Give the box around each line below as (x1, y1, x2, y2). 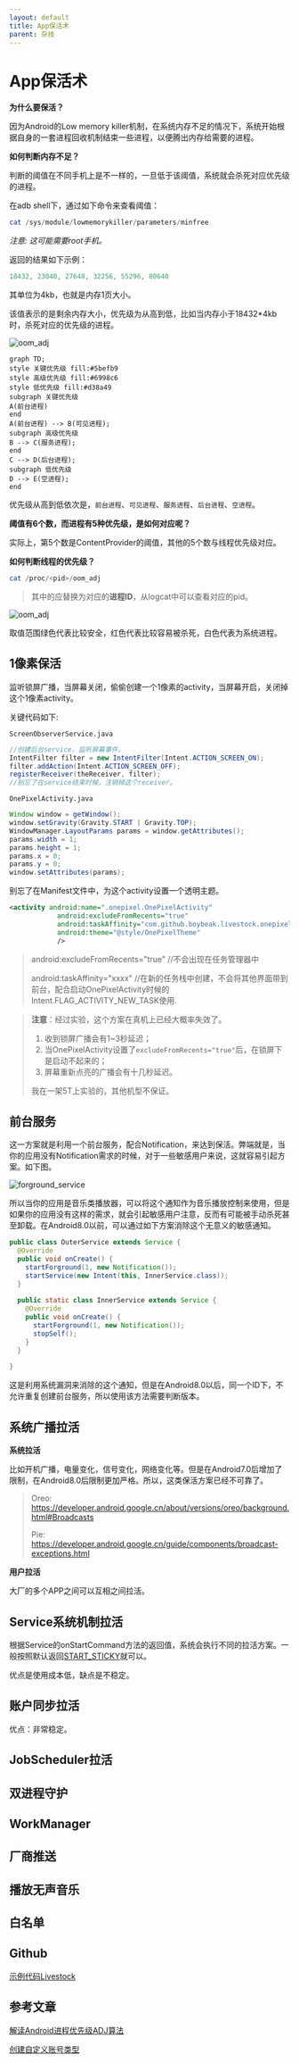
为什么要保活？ (9, 102, 64, 112)
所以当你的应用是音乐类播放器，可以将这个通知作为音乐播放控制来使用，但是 (9, 1198, 290, 1209)
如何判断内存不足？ (9, 151, 80, 162)
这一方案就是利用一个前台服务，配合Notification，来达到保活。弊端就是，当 (9, 1139, 287, 1150)
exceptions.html (30, 1548, 91, 1559)
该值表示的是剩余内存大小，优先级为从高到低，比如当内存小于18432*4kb (9, 309, 278, 320)
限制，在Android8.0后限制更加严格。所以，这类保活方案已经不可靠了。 (9, 1475, 269, 1486)
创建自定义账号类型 (9, 2043, 80, 2054)
